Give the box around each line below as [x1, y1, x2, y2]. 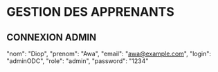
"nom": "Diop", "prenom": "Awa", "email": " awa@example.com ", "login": [6, 49, 212, 58]
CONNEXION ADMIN [6, 32, 97, 43]
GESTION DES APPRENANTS [6, 4, 174, 20]
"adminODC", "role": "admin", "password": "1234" [6, 57, 149, 65]
